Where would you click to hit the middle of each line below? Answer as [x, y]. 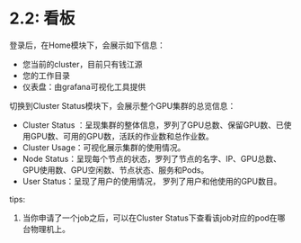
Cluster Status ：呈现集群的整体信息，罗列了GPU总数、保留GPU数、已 [153, 125]
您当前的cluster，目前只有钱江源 [82, 64]
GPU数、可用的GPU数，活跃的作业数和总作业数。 [122, 136]
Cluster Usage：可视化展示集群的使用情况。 [104, 147]
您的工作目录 [46, 75]
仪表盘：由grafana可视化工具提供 [84, 86]
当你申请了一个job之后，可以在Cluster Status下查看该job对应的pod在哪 [154, 218]
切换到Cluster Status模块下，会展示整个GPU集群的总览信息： [123, 105]
